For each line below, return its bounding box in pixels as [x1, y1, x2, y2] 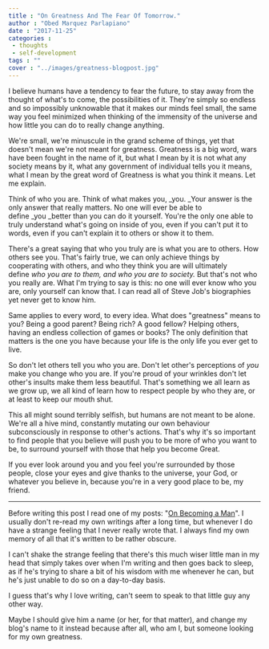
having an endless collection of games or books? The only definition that [8, 327, 248, 337]
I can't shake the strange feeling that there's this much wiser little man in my [8, 549, 260, 559]
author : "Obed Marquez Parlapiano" [8, 19, 130, 27]
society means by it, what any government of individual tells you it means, [8, 161, 252, 171]
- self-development [11, 49, 78, 57]
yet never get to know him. [8, 295, 96, 304]
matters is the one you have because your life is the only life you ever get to [8, 336, 259, 345]
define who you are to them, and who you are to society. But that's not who [8, 269, 258, 279]
